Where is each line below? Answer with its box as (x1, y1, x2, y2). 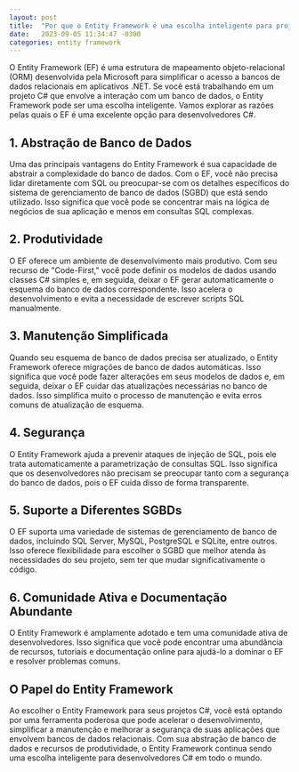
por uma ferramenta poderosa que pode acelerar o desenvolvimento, (9, 714, 263, 725)
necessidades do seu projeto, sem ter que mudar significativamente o (9, 555, 265, 566)
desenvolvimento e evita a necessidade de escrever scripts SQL (9, 293, 245, 303)
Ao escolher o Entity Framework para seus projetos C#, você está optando (9, 704, 283, 716)
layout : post (9, 12, 58, 22)
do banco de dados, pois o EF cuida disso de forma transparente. (9, 477, 249, 487)
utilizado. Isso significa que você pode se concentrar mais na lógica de (9, 197, 270, 207)
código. (9, 564, 37, 575)
